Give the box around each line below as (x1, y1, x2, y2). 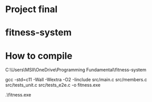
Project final (5, 4, 57, 15)
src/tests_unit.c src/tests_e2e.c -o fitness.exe (5, 82, 101, 88)
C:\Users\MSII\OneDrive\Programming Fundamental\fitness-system (5, 67, 146, 73)
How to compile (5, 50, 73, 61)
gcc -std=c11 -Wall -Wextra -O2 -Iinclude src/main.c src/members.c (5, 77, 147, 83)
